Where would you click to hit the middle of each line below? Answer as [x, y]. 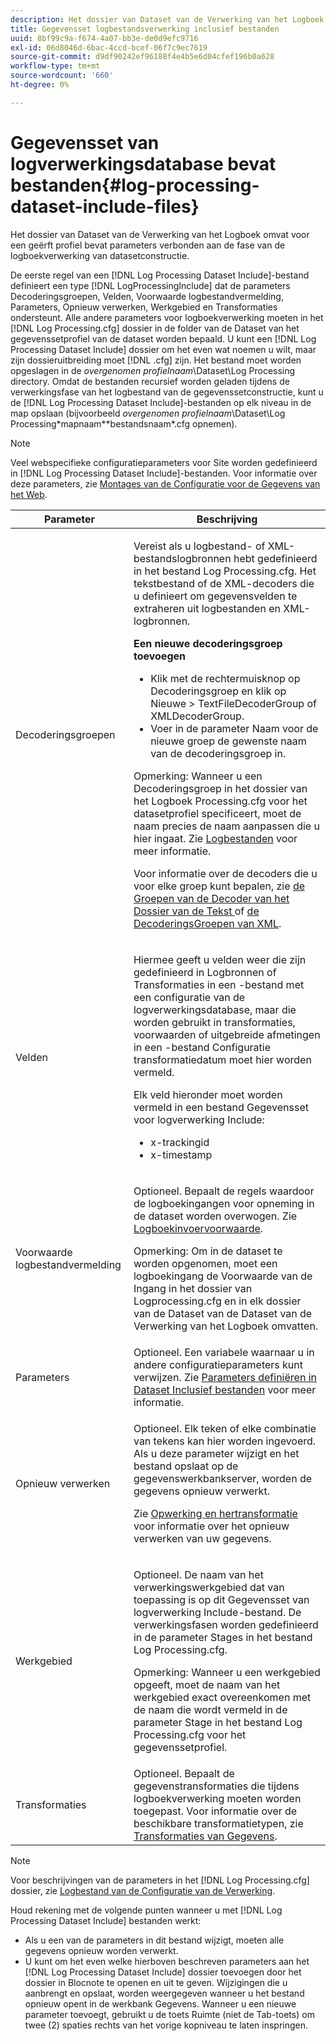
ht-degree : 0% [40, 85]
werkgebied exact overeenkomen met [222, 1697]
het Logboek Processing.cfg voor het [220, 801]
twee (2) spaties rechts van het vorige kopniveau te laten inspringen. [166, 2025]
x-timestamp [181, 1154]
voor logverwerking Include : [199, 1119]
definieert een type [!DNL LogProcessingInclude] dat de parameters [150, 285]
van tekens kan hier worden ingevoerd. [225, 1441]
